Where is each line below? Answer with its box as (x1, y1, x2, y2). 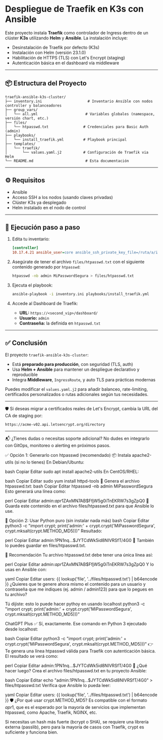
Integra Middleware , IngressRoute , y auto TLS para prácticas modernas (12, 377, 156, 382)
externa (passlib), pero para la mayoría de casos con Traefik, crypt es (5, 724, 145, 730)
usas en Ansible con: (5, 566, 47, 572)
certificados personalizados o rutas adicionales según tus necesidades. (5, 391, 149, 397)
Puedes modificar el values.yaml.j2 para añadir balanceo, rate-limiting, (5, 386, 148, 392)
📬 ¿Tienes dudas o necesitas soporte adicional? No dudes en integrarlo (5, 435, 150, 441)
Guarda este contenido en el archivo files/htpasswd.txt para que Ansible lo (5, 503, 154, 509)
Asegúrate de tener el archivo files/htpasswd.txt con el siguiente (12, 259, 145, 265)
